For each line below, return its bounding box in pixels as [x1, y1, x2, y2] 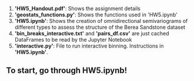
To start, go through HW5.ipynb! [6, 66, 128, 76]
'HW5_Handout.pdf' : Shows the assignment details [14, 5, 141, 12]
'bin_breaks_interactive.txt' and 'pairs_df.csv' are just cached [14, 30, 169, 37]
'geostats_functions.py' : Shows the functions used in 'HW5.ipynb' [14, 11, 178, 18]
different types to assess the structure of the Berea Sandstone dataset [14, 23, 186, 31]
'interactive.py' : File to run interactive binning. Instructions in [14, 42, 164, 49]
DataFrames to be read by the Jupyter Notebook [14, 36, 132, 43]
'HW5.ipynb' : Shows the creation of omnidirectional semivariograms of [14, 18, 188, 24]
